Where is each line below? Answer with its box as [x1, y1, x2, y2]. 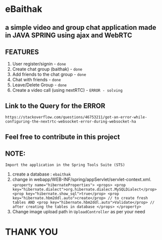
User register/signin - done [12, 61, 66, 67]
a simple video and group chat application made [5, 23, 157, 32]
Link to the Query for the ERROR [5, 102, 106, 110]
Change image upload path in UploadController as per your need [12, 209, 145, 215]
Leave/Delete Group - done [12, 82, 67, 88]
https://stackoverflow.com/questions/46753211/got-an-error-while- [5, 115, 148, 120]
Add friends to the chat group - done [12, 71, 87, 77]
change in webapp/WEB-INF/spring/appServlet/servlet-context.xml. [12, 177, 152, 182]
